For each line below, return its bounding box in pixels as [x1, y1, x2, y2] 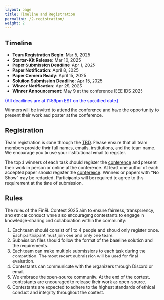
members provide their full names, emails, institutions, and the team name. [5, 145, 156, 150]
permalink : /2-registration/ [5, 16, 65, 21]
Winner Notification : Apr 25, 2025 [12, 83, 82, 89]
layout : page [5, 7, 32, 12]
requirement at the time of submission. [5, 180, 83, 186]
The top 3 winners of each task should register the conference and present [5, 159, 157, 165]
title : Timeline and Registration [5, 12, 76, 17]
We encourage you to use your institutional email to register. [5, 150, 126, 155]
